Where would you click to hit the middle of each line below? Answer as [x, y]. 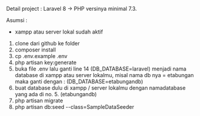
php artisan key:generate [46, 62]
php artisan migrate [39, 100]
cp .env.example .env [41, 56]
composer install [35, 50]
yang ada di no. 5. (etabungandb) [56, 94]
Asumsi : [17, 20]
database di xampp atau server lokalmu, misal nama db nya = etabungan [104, 75]
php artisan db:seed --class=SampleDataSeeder [74, 107]
